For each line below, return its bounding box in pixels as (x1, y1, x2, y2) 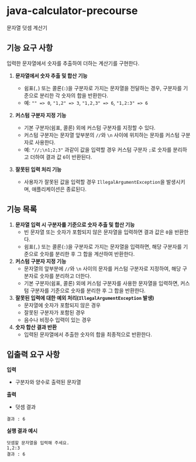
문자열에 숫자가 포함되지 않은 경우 (23, 302, 101, 309)
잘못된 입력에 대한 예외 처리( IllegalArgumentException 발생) (15, 294, 154, 301)
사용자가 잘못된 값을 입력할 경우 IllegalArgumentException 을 (23, 178, 166, 185)
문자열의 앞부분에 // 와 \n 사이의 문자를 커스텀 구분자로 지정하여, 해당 (23, 265, 181, 272)
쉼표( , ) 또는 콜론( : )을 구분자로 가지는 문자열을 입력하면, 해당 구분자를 (23, 243, 182, 250)
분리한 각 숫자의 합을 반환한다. (39, 92, 109, 99)
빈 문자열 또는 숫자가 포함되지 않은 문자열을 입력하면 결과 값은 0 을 (23, 228, 173, 235)
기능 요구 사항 (6, 43, 53, 53)
